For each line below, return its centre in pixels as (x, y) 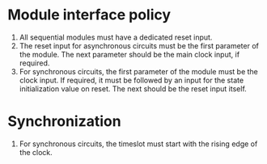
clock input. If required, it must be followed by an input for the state (131, 80)
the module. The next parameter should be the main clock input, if (129, 54)
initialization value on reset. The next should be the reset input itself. (133, 88)
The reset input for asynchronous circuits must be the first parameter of (139, 45)
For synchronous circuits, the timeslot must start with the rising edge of (138, 144)
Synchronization (65, 122)
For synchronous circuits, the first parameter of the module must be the (138, 71)
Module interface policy (89, 15)
